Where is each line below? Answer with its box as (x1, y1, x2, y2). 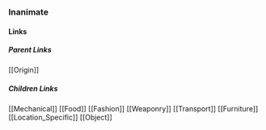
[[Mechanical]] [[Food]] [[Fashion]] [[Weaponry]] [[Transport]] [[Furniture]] (8, 104, 259, 114)
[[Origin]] (8, 65, 40, 75)
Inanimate (8, 6, 49, 18)
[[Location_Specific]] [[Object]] (8, 112, 113, 123)
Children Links (8, 84, 58, 94)
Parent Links (8, 45, 52, 55)
